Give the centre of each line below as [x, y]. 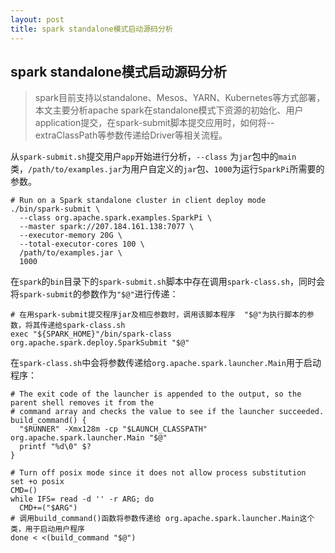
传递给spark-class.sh [82, 326]
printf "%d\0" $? [55, 447]
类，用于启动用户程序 [47, 529]
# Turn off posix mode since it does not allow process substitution [158, 473]
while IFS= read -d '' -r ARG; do [82, 499]
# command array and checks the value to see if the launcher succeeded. [167, 412]
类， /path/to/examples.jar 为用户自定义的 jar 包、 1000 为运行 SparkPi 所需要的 [167, 169]
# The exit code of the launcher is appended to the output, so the [156, 394]
